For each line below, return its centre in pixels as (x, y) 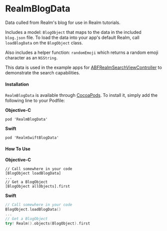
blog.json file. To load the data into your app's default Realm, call (72, 37)
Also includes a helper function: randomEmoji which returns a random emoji (82, 52)
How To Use (18, 149)
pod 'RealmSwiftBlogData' (32, 138)
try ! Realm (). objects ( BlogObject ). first (48, 223)
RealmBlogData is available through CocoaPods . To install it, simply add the (82, 95)
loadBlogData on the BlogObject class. (44, 42)
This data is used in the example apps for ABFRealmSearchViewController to (83, 67)
